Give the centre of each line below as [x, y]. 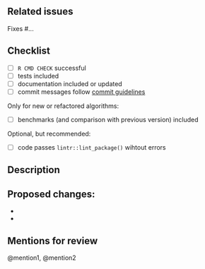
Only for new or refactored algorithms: [63, 106]
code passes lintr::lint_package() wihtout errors [92, 147]
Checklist [29, 51]
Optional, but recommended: [49, 133]
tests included [38, 76]
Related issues [40, 12]
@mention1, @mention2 [42, 258]
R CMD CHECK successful [52, 68]
